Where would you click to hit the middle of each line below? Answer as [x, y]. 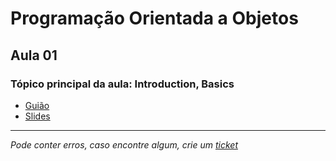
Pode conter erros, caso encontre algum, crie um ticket [124, 144]
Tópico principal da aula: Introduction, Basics [122, 84]
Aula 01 [34, 55]
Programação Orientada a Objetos [154, 18]
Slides [37, 116]
